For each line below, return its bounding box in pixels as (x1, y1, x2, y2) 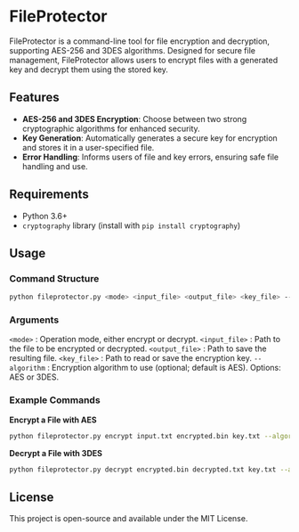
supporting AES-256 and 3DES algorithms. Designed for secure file (9, 45, 256, 55)
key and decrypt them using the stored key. (9, 64, 169, 75)
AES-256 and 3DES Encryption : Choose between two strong (21, 113, 247, 124)
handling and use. (21, 160, 88, 171)
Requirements (9, 187, 89, 202)
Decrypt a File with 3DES (9, 447, 102, 458)
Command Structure (9, 272, 100, 284)
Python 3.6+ (21, 210, 69, 221)
